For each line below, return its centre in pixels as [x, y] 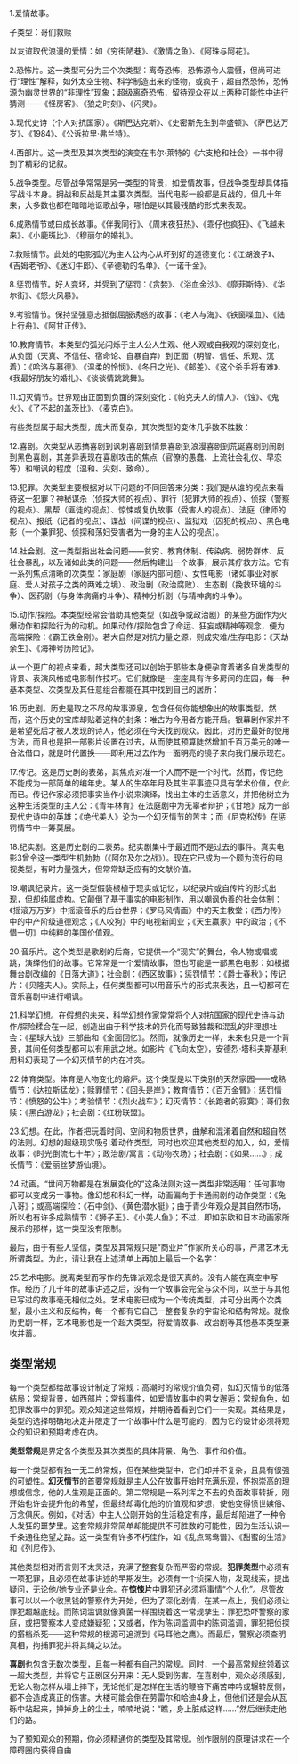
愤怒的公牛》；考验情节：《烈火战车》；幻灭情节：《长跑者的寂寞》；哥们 [155, 1101]
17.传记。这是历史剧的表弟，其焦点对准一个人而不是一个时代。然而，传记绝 [146, 772]
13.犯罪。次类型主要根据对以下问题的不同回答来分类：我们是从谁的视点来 [143, 487]
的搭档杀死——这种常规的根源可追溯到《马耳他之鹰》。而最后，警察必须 [140, 1634]
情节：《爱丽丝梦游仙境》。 [64, 1165]
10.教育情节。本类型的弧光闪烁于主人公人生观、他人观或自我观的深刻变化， [147, 345]
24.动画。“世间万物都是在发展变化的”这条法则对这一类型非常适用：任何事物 [147, 1184]
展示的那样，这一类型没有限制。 [68, 1228]
